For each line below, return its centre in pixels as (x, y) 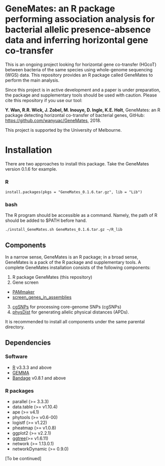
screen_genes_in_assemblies (42, 297)
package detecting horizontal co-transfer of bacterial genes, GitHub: (75, 115)
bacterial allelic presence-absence (78, 30)
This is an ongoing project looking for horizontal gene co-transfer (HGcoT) (81, 64)
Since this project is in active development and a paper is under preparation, (83, 90)
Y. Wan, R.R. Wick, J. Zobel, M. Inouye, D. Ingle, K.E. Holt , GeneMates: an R (83, 110)
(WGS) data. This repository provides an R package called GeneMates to (79, 75)
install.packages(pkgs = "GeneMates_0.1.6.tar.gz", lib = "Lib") (74, 192)
